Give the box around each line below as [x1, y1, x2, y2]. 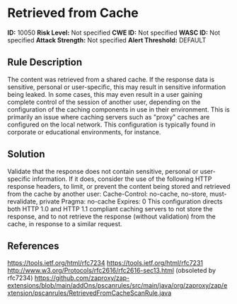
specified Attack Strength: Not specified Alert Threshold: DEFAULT [7, 35, 207, 44]
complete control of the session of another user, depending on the [7, 98, 201, 106]
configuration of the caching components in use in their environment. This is [7, 105, 230, 114]
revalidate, [7, 197, 38, 206]
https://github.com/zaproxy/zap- [34, 274, 130, 282]
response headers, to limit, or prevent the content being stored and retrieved [7, 182, 231, 190]
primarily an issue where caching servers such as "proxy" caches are [7, 112, 210, 121]
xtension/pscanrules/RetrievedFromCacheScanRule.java [7, 288, 172, 298]
